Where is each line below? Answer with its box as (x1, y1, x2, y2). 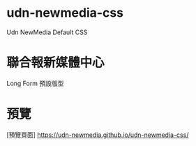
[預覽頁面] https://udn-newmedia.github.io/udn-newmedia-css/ (6, 131, 189, 139)
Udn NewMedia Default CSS (6, 28, 88, 36)
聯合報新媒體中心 (6, 54, 105, 71)
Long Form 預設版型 (6, 79, 64, 87)
